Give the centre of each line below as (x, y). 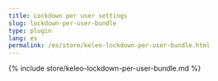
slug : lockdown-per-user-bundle (62, 23)
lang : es (23, 38)
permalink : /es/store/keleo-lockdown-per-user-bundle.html (109, 46)
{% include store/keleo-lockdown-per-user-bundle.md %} (105, 68)
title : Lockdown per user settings (68, 16)
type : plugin (30, 30)
